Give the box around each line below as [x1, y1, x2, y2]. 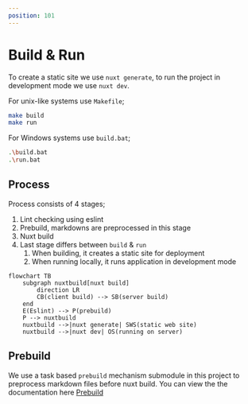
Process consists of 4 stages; [8, 199, 106, 208]
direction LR [37, 286, 80, 294]
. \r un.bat [8, 156, 41, 164]
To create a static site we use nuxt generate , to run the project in [8, 72, 221, 82]
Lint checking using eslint [19, 214, 104, 223]
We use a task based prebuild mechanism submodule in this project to [8, 371, 240, 380]
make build [8, 111, 45, 119]
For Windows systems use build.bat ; [8, 133, 131, 143]
